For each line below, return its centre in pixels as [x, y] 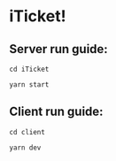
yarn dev [25, 148]
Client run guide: [56, 112]
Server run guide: [58, 49]
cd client [27, 132]
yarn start [29, 85]
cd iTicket [29, 69]
